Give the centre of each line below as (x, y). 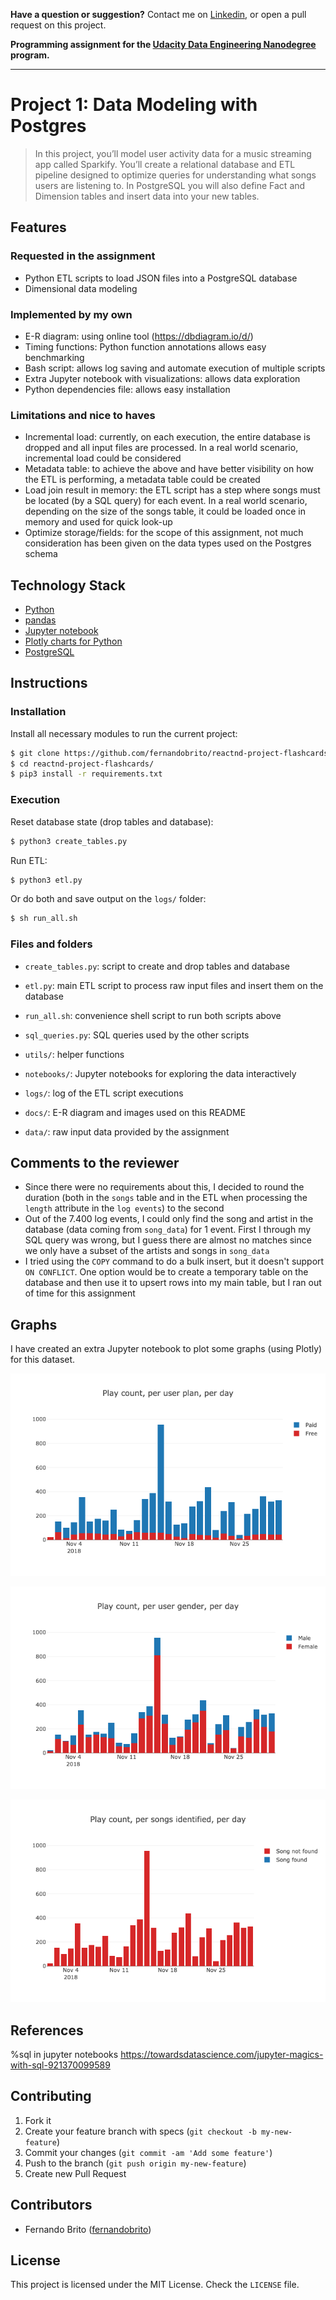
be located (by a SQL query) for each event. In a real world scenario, (166, 501)
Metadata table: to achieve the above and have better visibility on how (169, 469)
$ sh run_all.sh (44, 919)
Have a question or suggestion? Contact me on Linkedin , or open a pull (158, 14)
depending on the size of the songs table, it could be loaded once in (165, 511)
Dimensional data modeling (81, 288)
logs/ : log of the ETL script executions (104, 1093)
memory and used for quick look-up (98, 522)
